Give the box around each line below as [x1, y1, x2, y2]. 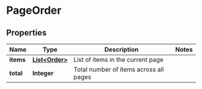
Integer [32, 69, 54, 77]
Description [104, 46, 139, 54]
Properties [6, 28, 47, 38]
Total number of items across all [73, 66, 164, 73]
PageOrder [6, 4, 62, 17]
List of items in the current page [73, 55, 164, 64]
